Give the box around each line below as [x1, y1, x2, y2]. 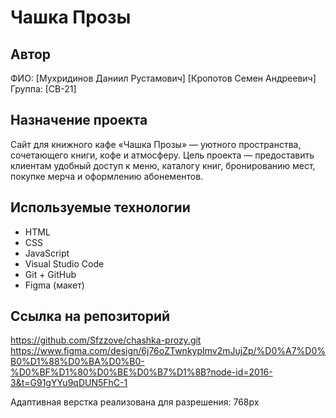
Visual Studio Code [24, 257, 105, 270]
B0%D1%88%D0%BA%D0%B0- [10, 356, 145, 368]
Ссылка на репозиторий [10, 308, 171, 325]
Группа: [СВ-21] [10, 83, 77, 95]
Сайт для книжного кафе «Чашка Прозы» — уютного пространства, [10, 138, 302, 150]
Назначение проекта [10, 112, 148, 129]
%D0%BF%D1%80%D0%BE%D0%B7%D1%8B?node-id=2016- [10, 366, 273, 378]
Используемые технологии [10, 199, 191, 216]
